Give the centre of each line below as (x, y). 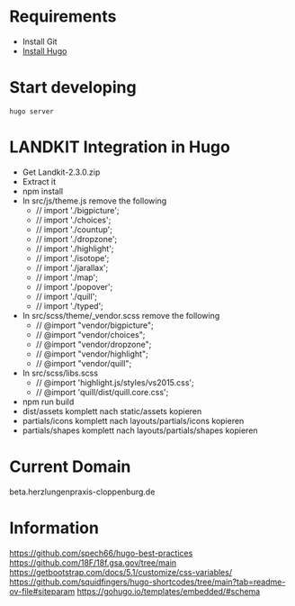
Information (54, 528)
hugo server (31, 111)
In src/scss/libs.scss (60, 373)
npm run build (48, 402)
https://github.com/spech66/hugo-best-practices (101, 553)
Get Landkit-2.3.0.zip (61, 172)
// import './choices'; (73, 220)
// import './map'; (67, 277)
